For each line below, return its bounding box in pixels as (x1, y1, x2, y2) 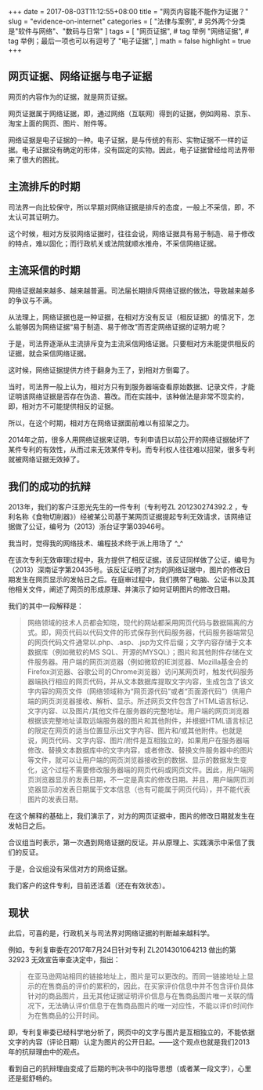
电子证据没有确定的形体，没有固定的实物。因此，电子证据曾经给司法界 (21, 144, 248, 155)
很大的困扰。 (21, 155, 63, 164)
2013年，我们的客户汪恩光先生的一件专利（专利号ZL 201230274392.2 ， (8, 502, 242, 512)
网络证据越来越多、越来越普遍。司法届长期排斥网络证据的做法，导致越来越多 (8, 286, 255, 296)
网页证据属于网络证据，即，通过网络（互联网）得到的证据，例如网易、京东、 (8, 108, 255, 118)
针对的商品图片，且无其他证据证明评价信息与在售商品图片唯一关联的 (27, 991, 247, 1001)
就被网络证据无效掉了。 (8, 454, 84, 465)
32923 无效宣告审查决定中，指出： (8, 955, 121, 964)
